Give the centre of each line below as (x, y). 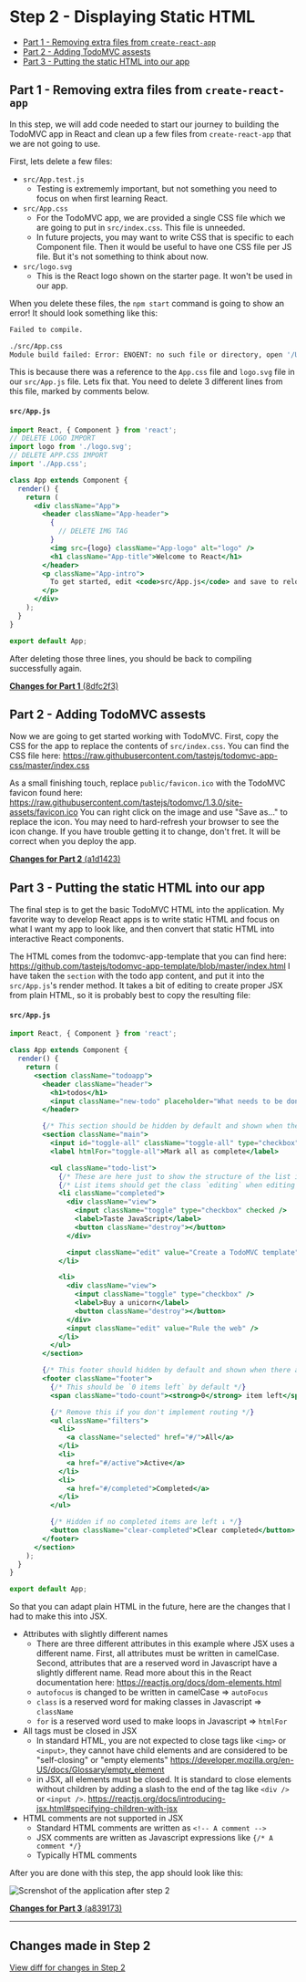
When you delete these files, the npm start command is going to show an (147, 303)
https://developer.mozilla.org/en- (232, 1760)
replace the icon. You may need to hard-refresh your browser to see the (144, 822)
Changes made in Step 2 (80, 1945)
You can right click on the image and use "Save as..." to (184, 812)
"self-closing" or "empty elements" (102, 1760)
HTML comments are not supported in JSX (103, 1819)
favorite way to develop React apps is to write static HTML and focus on (145, 920)
